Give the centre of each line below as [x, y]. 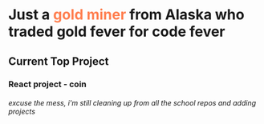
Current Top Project [59, 61]
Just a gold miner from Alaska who [126, 15]
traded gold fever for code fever [117, 32]
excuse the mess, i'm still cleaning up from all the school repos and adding [132, 103]
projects [22, 112]
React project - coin [47, 84]
